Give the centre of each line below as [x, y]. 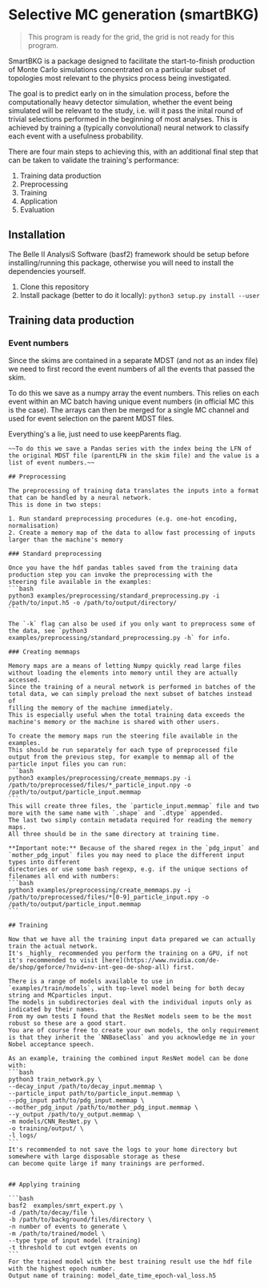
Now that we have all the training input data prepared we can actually [132, 940]
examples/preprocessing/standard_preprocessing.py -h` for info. [119, 638]
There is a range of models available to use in [91, 982]
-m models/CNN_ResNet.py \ [53, 1122]
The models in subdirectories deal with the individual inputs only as [130, 1003]
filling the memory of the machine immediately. [91, 708]
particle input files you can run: [68, 764]
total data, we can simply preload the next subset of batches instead [130, 694]
